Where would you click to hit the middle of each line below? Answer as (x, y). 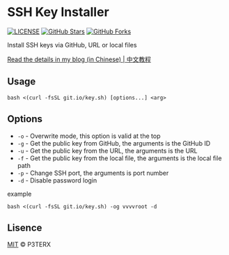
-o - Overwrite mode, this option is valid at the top (89, 136)
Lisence (25, 227)
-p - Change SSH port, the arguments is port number (93, 173)
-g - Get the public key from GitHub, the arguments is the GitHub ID (114, 143)
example (19, 194)
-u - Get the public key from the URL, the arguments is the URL (108, 150)
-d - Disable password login (57, 180)
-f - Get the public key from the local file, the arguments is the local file (119, 158)
